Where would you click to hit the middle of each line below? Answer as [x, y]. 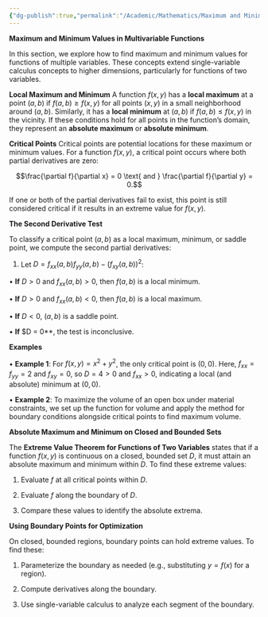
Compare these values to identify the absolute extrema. [111, 510]
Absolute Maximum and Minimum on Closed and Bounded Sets [115, 432]
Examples [26, 347]
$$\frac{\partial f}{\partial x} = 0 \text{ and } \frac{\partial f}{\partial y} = [134, 176]
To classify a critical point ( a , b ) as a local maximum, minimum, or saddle [128, 239]
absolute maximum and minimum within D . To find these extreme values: [128, 464]
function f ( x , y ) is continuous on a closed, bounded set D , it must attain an [130, 456]
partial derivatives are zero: [54, 161]
